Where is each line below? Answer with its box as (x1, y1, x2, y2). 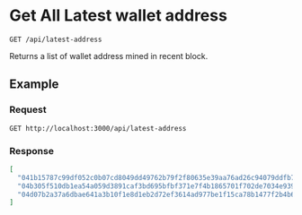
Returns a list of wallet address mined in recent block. (9, 50, 209, 61)
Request (9, 104, 47, 116)
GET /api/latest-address (9, 35, 102, 44)
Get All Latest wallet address (9, 5, 227, 26)
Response (9, 144, 54, 157)
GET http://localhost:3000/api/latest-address (9, 124, 187, 133)
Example (9, 77, 59, 92)
